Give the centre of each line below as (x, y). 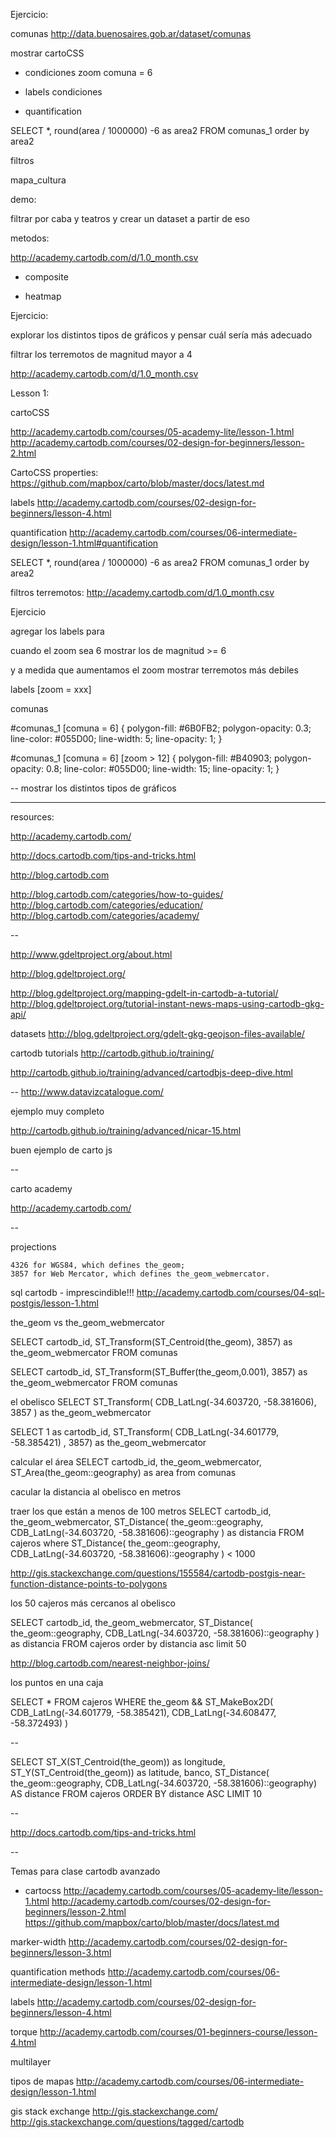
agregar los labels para (57, 631)
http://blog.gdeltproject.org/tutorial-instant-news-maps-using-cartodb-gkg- (167, 1003)
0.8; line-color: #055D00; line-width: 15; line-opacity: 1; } (163, 768)
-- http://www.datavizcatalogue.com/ (87, 1092)
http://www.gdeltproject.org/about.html (91, 954)
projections (33, 1247)
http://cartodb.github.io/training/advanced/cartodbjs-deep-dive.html (151, 1072)
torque (24, 2032)
